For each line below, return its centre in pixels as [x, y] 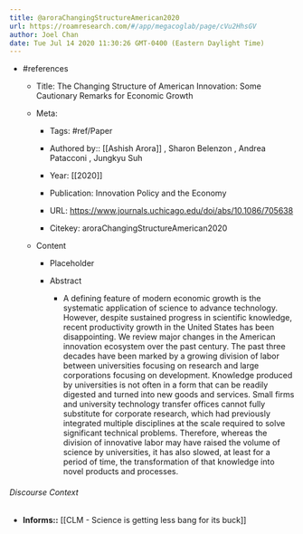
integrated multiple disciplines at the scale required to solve [174, 424]
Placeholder [72, 263]
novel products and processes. [121, 472]
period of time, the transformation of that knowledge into [169, 462]
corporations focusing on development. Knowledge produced [178, 376]
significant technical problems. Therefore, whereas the [165, 433]
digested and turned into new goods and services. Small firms [179, 395]
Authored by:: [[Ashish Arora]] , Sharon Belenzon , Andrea [158, 148]
